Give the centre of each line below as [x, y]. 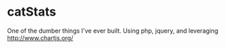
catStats [32, 12]
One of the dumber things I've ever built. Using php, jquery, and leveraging [113, 31]
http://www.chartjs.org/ [40, 37]
